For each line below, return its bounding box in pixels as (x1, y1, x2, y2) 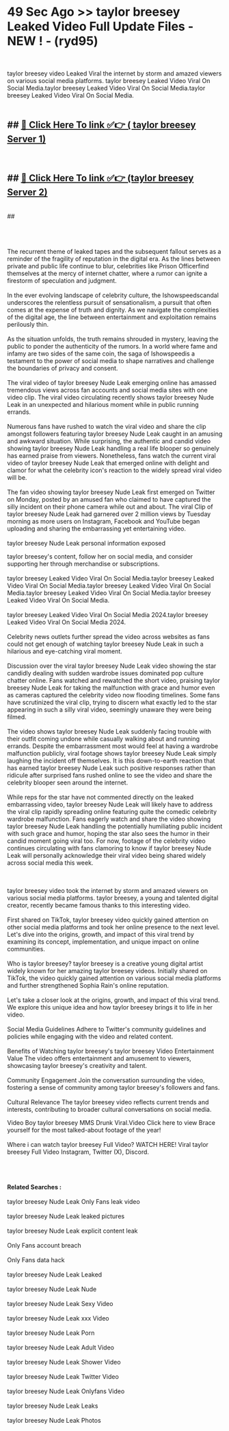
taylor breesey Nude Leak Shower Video (7, 1358, 121, 1366)
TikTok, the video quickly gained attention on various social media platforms (7, 974, 221, 982)
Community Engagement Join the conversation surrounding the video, (7, 1075, 205, 1084)
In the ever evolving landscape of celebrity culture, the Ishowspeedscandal (7, 291, 219, 299)
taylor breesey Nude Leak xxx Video (7, 1314, 109, 1322)
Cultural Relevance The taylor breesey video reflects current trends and (7, 1097, 209, 1106)
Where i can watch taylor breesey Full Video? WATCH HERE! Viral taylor (7, 1140, 208, 1148)
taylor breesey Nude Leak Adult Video (7, 1343, 115, 1351)
